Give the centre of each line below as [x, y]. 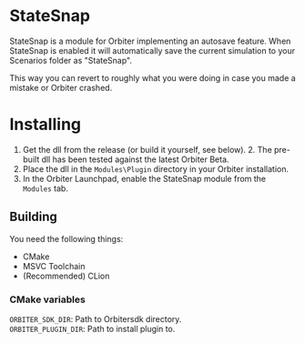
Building [33, 217]
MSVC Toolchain [54, 266]
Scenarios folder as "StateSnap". [71, 60]
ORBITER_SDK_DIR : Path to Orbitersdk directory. [96, 318]
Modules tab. [45, 188]
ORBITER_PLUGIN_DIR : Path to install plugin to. [92, 328]
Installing [46, 125]
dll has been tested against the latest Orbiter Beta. [135, 159]
